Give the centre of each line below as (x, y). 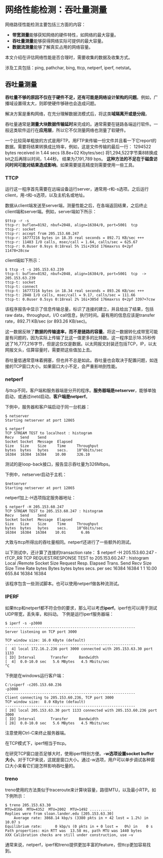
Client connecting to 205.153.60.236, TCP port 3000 (59, 698)
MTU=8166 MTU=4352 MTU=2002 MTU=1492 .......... (58, 809)
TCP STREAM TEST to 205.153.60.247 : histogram (54, 511)
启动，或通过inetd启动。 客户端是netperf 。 (48, 397)
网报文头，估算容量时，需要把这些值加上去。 (50, 350)
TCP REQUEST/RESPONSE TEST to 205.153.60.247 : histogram (86, 558)
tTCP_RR (14, 558)
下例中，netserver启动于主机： (36, 475)
